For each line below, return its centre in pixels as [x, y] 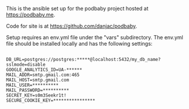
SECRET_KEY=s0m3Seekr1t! [36, 96]
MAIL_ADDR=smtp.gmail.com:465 [43, 75]
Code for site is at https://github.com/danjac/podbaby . [72, 26]
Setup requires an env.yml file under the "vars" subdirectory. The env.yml [94, 37]
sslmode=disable [26, 64]
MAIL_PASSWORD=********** [37, 90]
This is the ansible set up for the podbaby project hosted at [77, 8]
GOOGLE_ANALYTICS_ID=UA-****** [44, 70]
